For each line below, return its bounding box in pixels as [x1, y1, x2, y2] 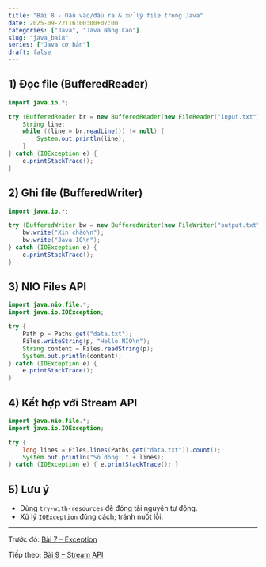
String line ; [22, 120, 66, 128]
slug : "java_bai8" [8, 33, 69, 42]
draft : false [8, 48, 51, 56]
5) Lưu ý [8, 482, 50, 496]
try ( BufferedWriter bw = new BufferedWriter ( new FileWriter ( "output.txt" [8, 221, 260, 229]
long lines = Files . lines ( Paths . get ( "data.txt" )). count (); [22, 446, 222, 454]
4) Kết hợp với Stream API [8, 396, 138, 410]
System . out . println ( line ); [36, 135, 126, 143]
